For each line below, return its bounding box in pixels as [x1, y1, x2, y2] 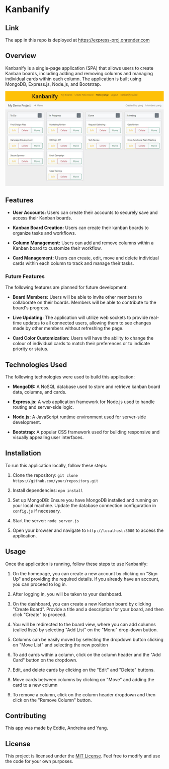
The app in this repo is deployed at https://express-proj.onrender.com [5, 37, 150, 43]
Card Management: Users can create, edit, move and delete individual [12, 255, 159, 261]
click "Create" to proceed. [12, 612, 67, 618]
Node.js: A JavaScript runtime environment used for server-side [12, 414, 146, 420]
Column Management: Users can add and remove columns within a [12, 240, 154, 246]
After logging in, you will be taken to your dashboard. [12, 591, 123, 597]
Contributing [5, 711, 46, 720]
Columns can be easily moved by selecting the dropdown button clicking [12, 636, 163, 642]
